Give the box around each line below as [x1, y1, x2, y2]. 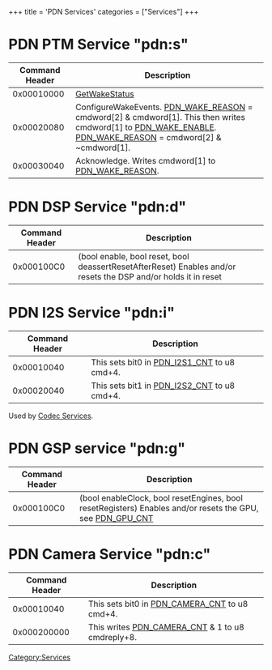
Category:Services [8, 652, 71, 662]
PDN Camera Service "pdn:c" [8, 544, 211, 563]
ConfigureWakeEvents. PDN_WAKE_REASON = [75, 101, 253, 113]
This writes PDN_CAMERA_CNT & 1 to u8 [87, 621, 244, 633]
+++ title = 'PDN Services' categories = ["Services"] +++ [8, 7, 199, 16]
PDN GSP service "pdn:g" [8, 439, 186, 457]
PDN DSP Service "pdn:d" [8, 198, 187, 216]
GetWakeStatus [75, 88, 135, 100]
